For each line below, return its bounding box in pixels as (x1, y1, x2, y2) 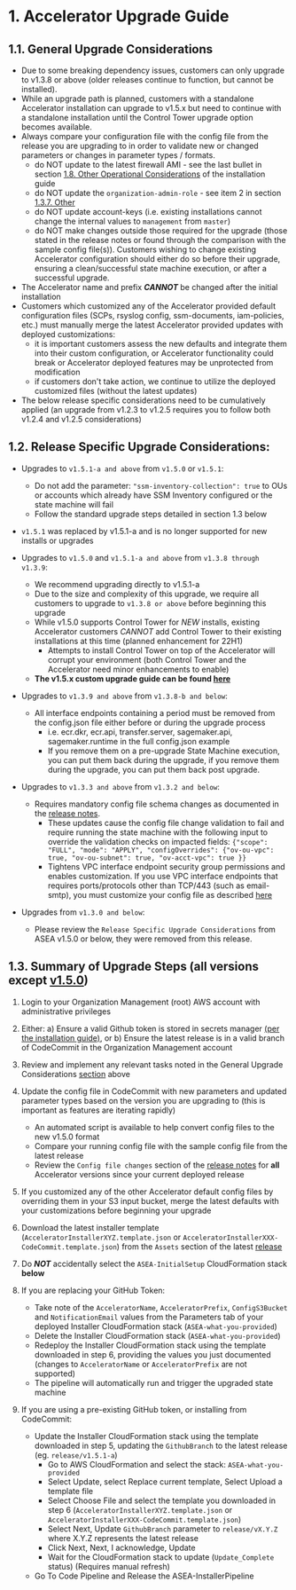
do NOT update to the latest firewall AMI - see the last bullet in (34, 160, 262, 169)
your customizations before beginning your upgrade (20, 1205, 212, 1216)
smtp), (47, 889, 72, 900)
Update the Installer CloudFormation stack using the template (34, 1430, 259, 1441)
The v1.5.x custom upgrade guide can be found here (34, 673, 231, 684)
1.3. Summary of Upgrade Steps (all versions (8, 959, 259, 974)
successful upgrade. (34, 272, 110, 283)
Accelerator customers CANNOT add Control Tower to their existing (34, 626, 282, 636)
